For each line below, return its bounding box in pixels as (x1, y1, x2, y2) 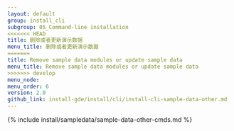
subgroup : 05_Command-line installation (7, 23, 129, 30)
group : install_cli (7, 17, 65, 24)
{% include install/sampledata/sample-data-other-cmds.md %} (7, 115, 193, 124)
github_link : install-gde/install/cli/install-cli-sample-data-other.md (7, 96, 228, 103)
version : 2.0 (7, 89, 46, 96)
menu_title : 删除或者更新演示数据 (7, 43, 99, 50)
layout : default (7, 10, 55, 18)
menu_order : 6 (7, 83, 50, 90)
